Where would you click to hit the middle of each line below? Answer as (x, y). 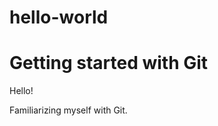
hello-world (59, 17)
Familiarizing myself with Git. (68, 110)
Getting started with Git (109, 63)
